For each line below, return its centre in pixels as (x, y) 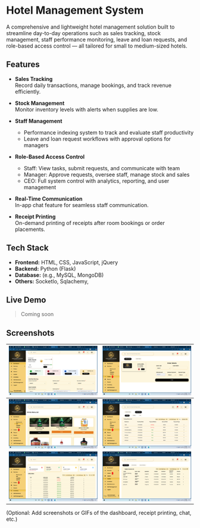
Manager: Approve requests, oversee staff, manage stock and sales (107, 174)
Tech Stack (27, 248)
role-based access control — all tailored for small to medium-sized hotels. (97, 46)
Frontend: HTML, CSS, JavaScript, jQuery (66, 262)
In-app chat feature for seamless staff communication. (82, 205)
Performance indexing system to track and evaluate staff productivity (109, 132)
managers (36, 145)
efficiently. (28, 91)
